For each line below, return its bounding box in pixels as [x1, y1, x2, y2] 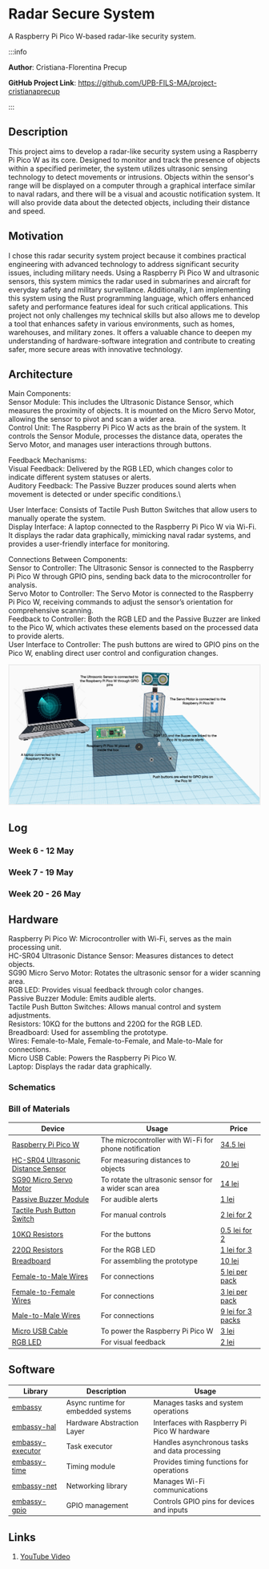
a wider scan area [100, 1183, 160, 1193]
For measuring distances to [100, 1155, 191, 1165]
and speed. [8, 206, 46, 216]
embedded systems [66, 1406, 132, 1416]
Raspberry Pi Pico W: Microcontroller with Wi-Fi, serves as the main [8, 934, 232, 944]
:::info [8, 47, 27, 56]
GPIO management [66, 1501, 129, 1510]
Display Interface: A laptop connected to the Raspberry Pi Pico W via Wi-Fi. [8, 522, 257, 532]
